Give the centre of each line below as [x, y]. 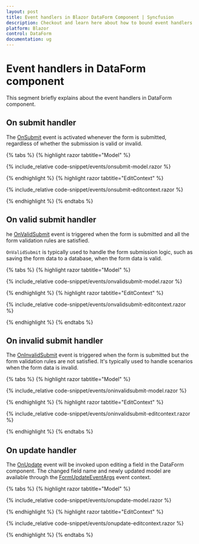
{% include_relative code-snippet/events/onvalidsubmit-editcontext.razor [96, 304]
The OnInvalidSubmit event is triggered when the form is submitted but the [97, 355]
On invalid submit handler [55, 340]
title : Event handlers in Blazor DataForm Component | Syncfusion [90, 17]
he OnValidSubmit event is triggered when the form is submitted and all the [98, 234]
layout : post [22, 12]
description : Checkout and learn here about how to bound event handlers [99, 23]
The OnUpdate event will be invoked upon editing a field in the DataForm [95, 465]
